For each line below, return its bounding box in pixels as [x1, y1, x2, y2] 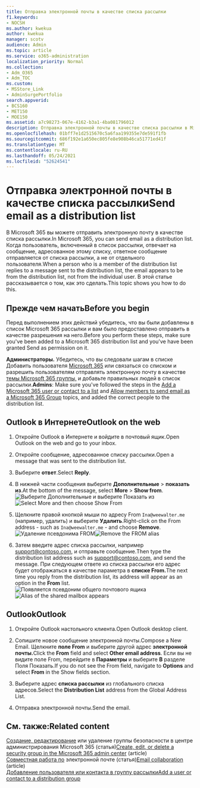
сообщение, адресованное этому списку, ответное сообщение [6, 248, 168, 255]
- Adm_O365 [6, 70, 33, 76]
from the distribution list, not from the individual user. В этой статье [6, 273, 173, 281]
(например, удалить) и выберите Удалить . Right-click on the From [14, 517, 181, 524]
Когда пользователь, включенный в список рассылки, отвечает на [6, 242, 177, 249]
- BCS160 [6, 102, 28, 109]
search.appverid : [6, 97, 49, 103]
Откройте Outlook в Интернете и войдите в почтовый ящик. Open [14, 433, 180, 440]
